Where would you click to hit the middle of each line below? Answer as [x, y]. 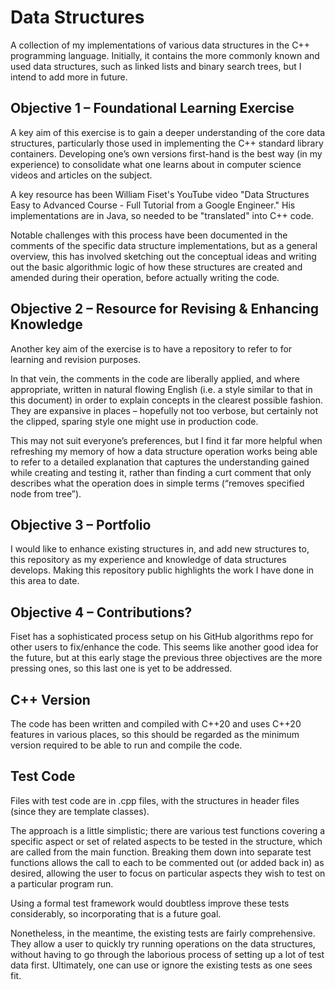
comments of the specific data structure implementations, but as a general [164, 245]
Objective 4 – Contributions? [101, 612]
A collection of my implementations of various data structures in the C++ [160, 45]
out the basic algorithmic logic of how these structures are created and [156, 267]
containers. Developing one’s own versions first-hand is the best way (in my [166, 153]
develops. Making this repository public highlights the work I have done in [162, 570]
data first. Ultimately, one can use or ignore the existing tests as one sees [161, 965]
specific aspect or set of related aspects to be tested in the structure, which [166, 841]
